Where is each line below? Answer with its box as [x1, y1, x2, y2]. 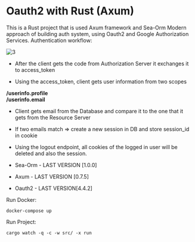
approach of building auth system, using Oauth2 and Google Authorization [6, 30, 189, 37]
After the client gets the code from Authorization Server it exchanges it [14, 60, 189, 67]
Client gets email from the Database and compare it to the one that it [14, 107, 184, 114]
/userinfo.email [6, 96, 45, 103]
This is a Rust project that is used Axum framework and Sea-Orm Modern [6, 24, 187, 31]
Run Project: [6, 218, 37, 225]
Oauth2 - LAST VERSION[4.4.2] [14, 184, 92, 192]
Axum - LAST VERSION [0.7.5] [14, 173, 89, 180]
